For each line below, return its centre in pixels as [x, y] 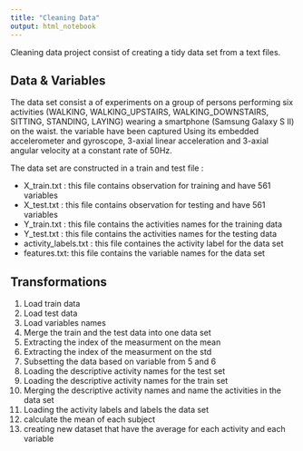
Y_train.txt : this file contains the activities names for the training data [153, 224]
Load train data [52, 304]
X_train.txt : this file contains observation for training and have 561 [147, 186]
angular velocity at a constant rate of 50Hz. [92, 151]
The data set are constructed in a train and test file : [107, 168]
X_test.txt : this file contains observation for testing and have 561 [144, 205]
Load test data [50, 313]
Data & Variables [58, 80]
